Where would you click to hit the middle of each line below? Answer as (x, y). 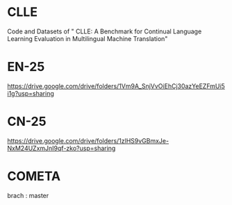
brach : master (28, 195)
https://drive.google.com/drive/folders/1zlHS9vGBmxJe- (88, 140)
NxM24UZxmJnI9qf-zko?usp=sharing (61, 148)
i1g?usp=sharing (31, 93)
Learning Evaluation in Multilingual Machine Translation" (88, 38)
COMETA (34, 176)
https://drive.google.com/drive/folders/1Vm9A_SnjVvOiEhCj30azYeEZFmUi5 (116, 86)
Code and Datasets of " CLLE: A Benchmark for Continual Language (105, 31)
